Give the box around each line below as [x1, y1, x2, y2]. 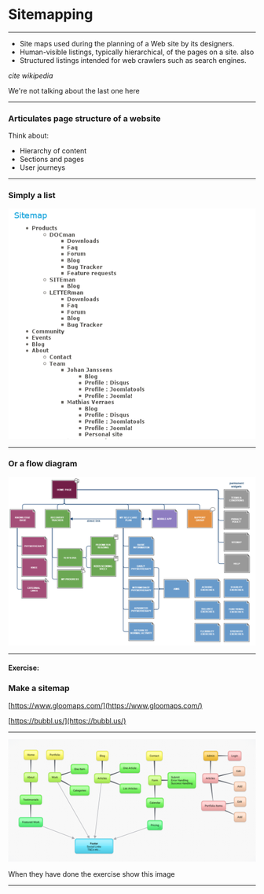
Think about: [8, 131, 49, 141]
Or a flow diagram [8, 458, 78, 469]
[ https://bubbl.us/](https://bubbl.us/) [8, 716, 126, 725]
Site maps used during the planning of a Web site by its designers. [19, 39, 234, 48]
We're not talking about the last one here [8, 86, 140, 95]
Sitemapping [8, 6, 93, 24]
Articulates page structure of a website [8, 112, 161, 123]
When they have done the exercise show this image [8, 869, 175, 878]
